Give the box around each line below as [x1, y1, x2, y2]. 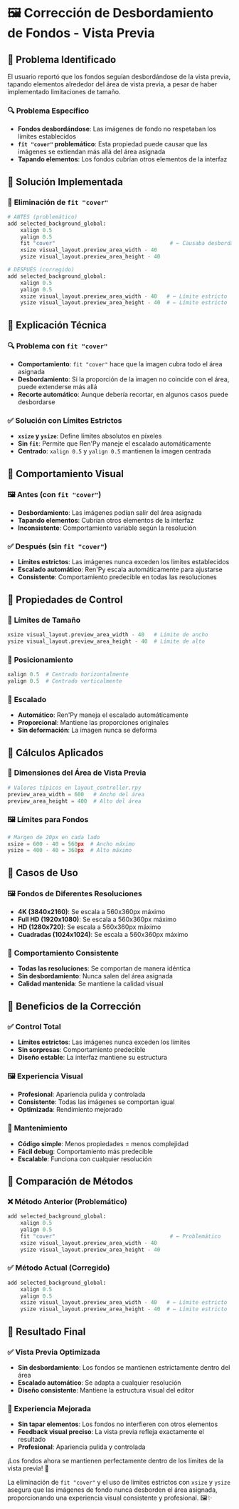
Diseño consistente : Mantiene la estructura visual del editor [17, 1385, 194, 1394]
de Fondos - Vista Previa [7, 25, 155, 41]
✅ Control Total [7, 1021, 62, 1031]
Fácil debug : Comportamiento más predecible [17, 1147, 153, 1155]
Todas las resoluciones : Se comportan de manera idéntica [17, 964, 191, 973]
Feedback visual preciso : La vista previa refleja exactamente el [17, 1428, 204, 1436]
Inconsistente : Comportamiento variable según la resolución [17, 523, 197, 532]
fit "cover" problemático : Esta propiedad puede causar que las [17, 140, 208, 149]
